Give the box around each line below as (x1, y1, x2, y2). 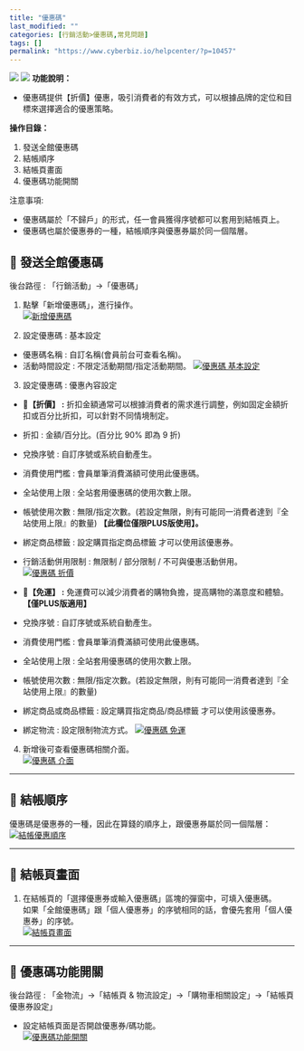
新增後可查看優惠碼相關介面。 (22, 743, 134, 754)
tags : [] (9, 38, 43, 48)
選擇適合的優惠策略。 (38, 103, 119, 114)
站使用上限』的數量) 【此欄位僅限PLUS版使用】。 (22, 517, 204, 528)
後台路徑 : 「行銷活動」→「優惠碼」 (9, 279, 143, 290)
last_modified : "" (9, 22, 79, 31)
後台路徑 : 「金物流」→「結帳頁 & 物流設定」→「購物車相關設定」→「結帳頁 (9, 989, 294, 1000)
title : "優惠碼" (9, 13, 67, 23)
